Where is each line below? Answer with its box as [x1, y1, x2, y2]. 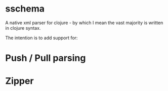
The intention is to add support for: [5, 35, 78, 41]
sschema [5, 3, 45, 15]
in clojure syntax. [5, 25, 41, 31]
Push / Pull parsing [5, 52, 86, 64]
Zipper [5, 75, 34, 87]
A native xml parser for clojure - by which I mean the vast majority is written [5, 20, 163, 26]
